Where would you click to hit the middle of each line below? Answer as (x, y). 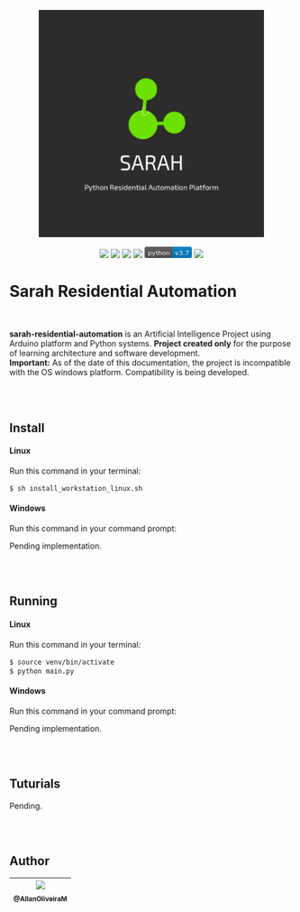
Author (29, 861)
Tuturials (35, 784)
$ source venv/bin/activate (62, 662)
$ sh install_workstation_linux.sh (76, 488)
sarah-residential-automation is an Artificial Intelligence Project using (141, 334)
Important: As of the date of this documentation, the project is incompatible (150, 363)
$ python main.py (42, 671)
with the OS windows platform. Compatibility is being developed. (129, 373)
